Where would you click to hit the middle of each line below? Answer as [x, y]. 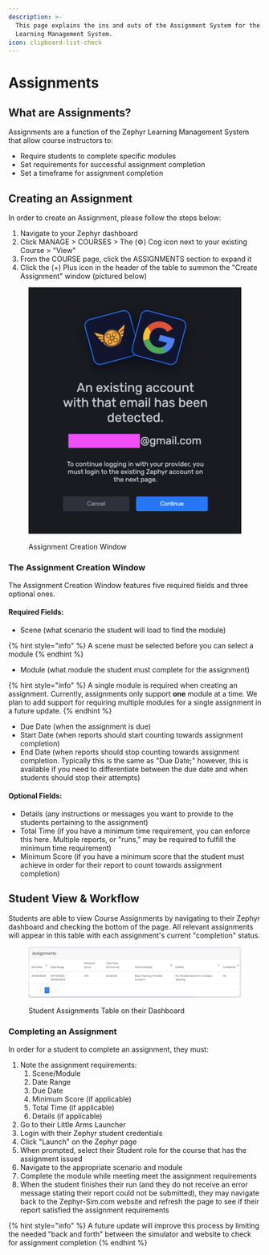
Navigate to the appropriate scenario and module [101, 1167]
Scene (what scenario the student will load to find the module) [123, 630]
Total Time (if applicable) [73, 1107]
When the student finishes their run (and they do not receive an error [134, 1184]
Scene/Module [56, 1073]
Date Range [51, 1081]
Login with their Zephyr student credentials [91, 1133]
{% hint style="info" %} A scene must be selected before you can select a [131, 645]
